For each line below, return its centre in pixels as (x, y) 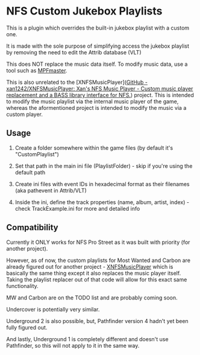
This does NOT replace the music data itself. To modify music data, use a (97, 64)
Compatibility (32, 228)
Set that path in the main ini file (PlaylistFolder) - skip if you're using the (104, 166)
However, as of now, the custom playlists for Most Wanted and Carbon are (98, 260)
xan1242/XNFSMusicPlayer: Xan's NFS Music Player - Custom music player (100, 88)
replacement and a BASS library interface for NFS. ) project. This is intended (100, 95)
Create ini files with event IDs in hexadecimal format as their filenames (102, 184)
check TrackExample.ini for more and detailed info (77, 208)
